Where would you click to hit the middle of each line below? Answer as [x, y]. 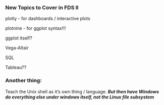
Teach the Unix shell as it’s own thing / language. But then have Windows [82, 91]
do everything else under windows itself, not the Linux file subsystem [80, 97]
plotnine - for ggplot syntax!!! [36, 28]
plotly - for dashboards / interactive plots [48, 19]
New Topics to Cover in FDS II [42, 8]
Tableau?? [16, 68]
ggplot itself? [19, 38]
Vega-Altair [17, 48]
